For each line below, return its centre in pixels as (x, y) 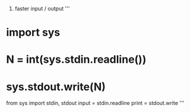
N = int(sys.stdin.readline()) (76, 60)
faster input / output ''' (42, 9)
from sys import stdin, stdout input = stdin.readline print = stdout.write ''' (95, 103)
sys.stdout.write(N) (56, 87)
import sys (33, 33)
